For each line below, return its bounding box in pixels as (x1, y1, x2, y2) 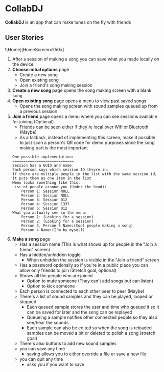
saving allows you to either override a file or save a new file (26, 351, 147, 357)
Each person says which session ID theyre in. (12, 167, 109, 172)
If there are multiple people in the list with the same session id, (12, 172, 158, 176)
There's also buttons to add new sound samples (19, 340, 117, 346)
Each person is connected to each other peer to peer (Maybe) (19, 288, 144, 294)
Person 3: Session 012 (21, 197, 68, 202)
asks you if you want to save (26, 361, 85, 367)
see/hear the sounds (26, 319, 69, 325)
